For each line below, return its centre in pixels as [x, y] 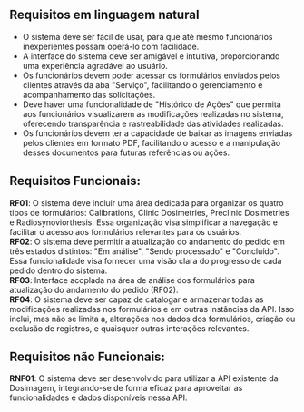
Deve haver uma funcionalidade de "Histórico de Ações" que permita [152, 104]
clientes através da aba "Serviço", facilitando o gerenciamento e [142, 84]
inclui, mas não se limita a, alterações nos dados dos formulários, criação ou [152, 319]
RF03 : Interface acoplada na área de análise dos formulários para [132, 280]
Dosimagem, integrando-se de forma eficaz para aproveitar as [126, 388]
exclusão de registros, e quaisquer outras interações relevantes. [129, 328]
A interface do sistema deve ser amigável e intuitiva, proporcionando [151, 56]
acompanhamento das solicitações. [89, 94]
